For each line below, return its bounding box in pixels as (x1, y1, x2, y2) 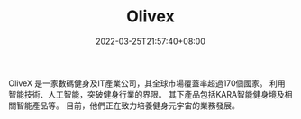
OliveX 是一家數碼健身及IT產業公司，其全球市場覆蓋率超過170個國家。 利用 (8, 78, 286, 89)
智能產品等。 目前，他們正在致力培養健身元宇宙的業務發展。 (15, 100, 240, 111)
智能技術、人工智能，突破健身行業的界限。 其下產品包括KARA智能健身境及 (8, 89, 285, 99)
